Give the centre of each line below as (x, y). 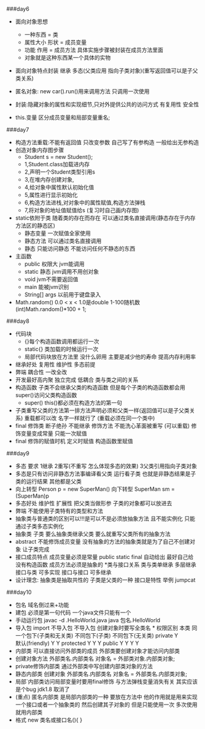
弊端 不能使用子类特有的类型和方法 (59, 511)
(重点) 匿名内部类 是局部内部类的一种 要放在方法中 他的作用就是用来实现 (106, 697)
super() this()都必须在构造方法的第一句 (73, 403)
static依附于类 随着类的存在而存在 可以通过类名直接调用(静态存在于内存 (105, 218)
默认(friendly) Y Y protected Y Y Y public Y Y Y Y (77, 643)
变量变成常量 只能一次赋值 (54, 433)
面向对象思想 (31, 21)
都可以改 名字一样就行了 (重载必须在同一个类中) (95, 418)
